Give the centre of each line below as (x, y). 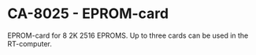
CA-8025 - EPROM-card (88, 14)
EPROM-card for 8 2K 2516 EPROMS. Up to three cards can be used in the (128, 35)
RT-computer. (30, 43)
